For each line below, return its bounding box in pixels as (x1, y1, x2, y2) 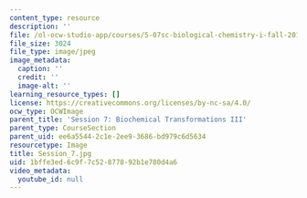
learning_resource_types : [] (9, 89, 121, 99)
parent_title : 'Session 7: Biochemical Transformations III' (9, 115, 248, 124)
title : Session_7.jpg (9, 149, 92, 158)
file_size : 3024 (9, 38, 71, 48)
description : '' (9, 22, 71, 31)
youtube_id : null (17, 174, 84, 183)
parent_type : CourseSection (9, 124, 117, 133)
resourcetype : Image (9, 141, 89, 150)
